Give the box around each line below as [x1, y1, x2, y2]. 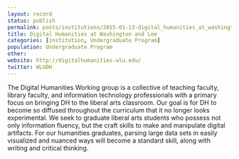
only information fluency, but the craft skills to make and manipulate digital [7, 120, 225, 129]
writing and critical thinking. [7, 143, 89, 152]
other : [7, 51, 27, 58]
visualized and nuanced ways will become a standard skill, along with [7, 136, 211, 145]
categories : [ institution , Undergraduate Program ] [7, 37, 161, 44]
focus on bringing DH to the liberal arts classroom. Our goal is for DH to [7, 98, 217, 107]
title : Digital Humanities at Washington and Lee [7, 30, 158, 38]
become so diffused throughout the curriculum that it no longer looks [7, 106, 210, 114]
